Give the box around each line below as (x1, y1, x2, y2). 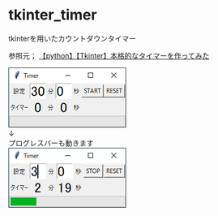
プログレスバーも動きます (8, 138, 94, 148)
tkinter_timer (8, 6, 97, 24)
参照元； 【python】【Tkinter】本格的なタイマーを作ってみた (8, 50, 210, 60)
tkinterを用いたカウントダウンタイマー (8, 33, 136, 43)
